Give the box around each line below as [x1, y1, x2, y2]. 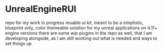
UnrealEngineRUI [5, 3, 77, 15]
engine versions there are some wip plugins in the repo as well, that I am [5, 30, 153, 36]
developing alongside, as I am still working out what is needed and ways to [5, 35, 158, 41]
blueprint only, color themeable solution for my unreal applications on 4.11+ [5, 25, 158, 30]
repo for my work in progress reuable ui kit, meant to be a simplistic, [5, 20, 144, 25]
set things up [5, 40, 32, 46]
